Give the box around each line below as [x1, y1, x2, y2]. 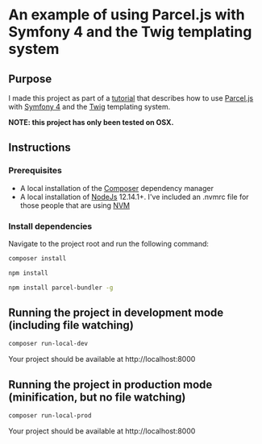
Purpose [8, 72, 52, 85]
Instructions [8, 141, 71, 155]
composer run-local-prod [8, 412, 92, 420]
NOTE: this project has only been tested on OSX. [8, 118, 174, 127]
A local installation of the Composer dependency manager [19, 183, 214, 193]
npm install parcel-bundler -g [8, 284, 114, 292]
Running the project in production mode [8, 377, 213, 392]
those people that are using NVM [19, 200, 131, 210]
